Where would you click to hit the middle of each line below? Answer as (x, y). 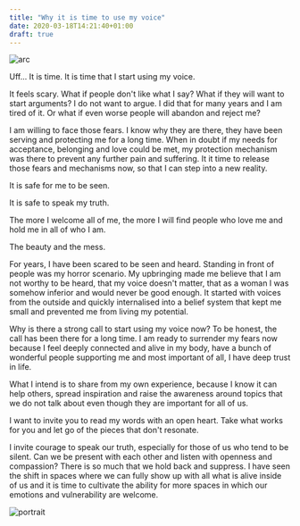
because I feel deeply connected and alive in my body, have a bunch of (141, 348)
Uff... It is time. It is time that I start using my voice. (102, 77)
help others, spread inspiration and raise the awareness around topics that (146, 394)
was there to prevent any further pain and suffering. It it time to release (140, 159)
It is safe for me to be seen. (59, 186)
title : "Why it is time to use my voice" (87, 17)
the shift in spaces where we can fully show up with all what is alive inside (146, 476)
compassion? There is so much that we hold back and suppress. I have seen (150, 466)
